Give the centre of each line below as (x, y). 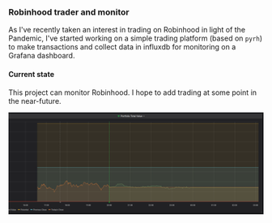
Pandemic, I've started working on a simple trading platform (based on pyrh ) (136, 38)
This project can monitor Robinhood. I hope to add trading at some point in (133, 92)
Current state (32, 74)
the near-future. (35, 101)
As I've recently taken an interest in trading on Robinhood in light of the (127, 30)
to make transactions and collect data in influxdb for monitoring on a (122, 47)
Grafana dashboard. (42, 56)
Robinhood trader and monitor (69, 12)
